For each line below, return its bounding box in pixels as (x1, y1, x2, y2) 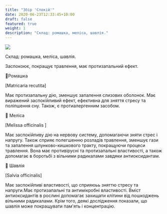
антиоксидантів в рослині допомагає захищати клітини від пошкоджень (5, 193, 159, 199)
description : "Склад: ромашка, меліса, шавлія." (5, 30, 108, 35)
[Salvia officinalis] (5, 173, 42, 178)
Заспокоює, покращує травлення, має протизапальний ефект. (5, 63, 138, 69)
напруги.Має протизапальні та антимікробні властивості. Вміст (5, 188, 141, 193)
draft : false (5, 16, 32, 21)
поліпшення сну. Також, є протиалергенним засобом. (5, 103, 120, 109)
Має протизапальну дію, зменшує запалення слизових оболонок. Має (5, 92, 156, 98)
